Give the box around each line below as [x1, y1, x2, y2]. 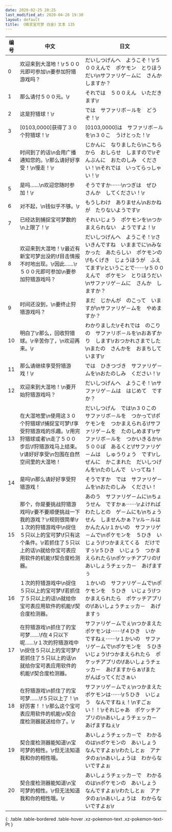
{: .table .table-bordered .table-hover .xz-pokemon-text [5, 816, 123, 822]
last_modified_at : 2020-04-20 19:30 [5, 12, 83, 17]
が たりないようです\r [85, 207, 140, 214]
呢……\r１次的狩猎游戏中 [19, 639, 79, 646]
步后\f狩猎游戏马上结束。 [19, 443, 80, 450]
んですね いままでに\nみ [95, 241, 157, 249]
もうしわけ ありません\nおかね [85, 199, 162, 206]
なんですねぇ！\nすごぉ [95, 699, 152, 706]
